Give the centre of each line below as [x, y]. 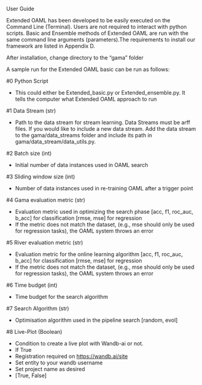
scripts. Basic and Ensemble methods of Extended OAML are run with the [97, 33]
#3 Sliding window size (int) [41, 177]
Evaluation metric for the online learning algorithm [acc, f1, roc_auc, [99, 254]
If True [23, 350]
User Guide [21, 9]
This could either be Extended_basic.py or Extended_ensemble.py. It [100, 92]
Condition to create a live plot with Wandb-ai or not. [79, 343]
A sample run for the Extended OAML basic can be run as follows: [88, 69]
